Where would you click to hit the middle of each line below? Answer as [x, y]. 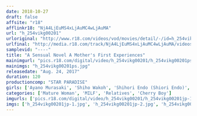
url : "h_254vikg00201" [34, 33]
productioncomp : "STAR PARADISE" [47, 83]
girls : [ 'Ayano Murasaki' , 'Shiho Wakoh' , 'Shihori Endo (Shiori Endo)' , [98, 88]
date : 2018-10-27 [27, 11]
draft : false [22, 17]
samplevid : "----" [28, 50]
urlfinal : [18, 45]
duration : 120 [23, 77]
